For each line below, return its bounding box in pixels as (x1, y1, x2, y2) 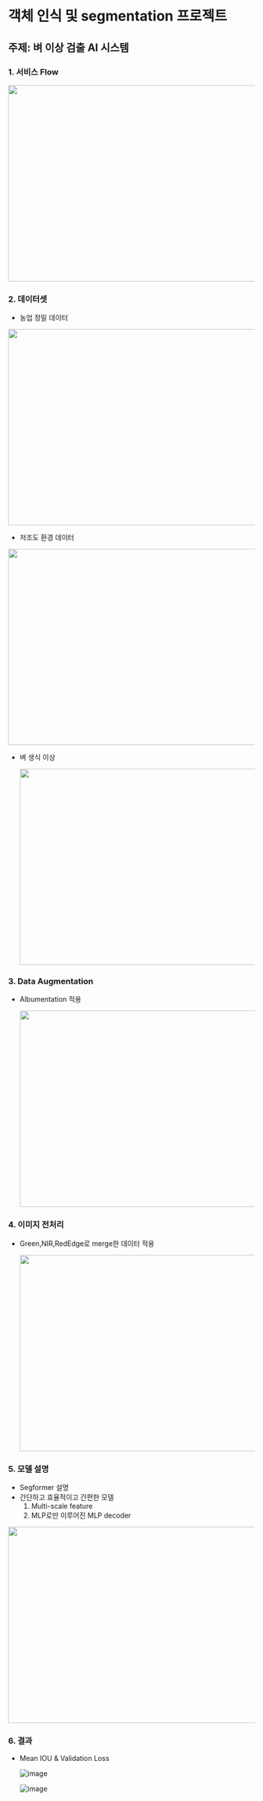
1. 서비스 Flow (8, 66, 59, 77)
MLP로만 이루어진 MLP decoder (31, 1511, 131, 1520)
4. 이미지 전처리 (8, 1219, 64, 1230)
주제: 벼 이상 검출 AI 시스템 (8, 41, 129, 54)
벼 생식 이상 (19, 753, 56, 762)
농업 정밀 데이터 (19, 313, 68, 323)
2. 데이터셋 (8, 294, 48, 305)
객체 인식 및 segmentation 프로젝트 (8, 7, 228, 25)
